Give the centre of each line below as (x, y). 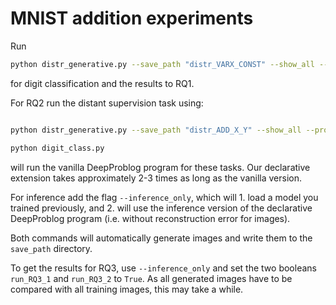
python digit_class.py (57, 148)
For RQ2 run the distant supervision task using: (107, 103)
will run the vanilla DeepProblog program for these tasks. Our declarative (160, 167)
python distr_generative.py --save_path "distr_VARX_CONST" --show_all (162, 64)
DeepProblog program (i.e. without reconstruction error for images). (150, 218)
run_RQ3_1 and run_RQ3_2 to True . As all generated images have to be (151, 278)
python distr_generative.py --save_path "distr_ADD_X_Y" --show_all (156, 130)
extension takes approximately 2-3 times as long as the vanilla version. (156, 178)
